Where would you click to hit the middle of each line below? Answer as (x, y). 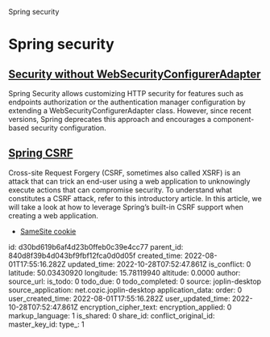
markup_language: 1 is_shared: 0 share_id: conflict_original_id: (112, 315)
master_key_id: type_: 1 (46, 324)
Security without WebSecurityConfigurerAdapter (135, 74)
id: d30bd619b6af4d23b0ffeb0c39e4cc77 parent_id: (96, 246)
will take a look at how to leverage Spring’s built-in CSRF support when (126, 207)
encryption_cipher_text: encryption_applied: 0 (156, 307)
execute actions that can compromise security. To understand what (120, 190)
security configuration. (69, 128)
